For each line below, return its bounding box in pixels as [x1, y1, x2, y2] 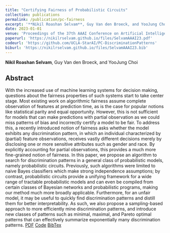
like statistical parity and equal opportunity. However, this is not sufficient [5, 109, 158, 115]
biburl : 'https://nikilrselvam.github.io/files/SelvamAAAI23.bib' [5, 45, 148, 50]
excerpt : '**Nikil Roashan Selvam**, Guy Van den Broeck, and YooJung [5, 21, 157, 27]
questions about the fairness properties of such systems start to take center [5, 92, 164, 99]
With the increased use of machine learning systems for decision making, [5, 87, 158, 93]
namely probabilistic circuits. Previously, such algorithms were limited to [5, 163, 156, 169]
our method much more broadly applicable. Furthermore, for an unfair [5, 190, 151, 196]
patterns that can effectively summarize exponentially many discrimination [5, 217, 160, 223]
